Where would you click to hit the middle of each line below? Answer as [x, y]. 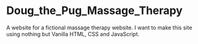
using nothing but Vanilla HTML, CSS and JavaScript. [73, 34]
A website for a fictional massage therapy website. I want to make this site [99, 28]
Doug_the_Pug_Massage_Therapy [94, 11]
